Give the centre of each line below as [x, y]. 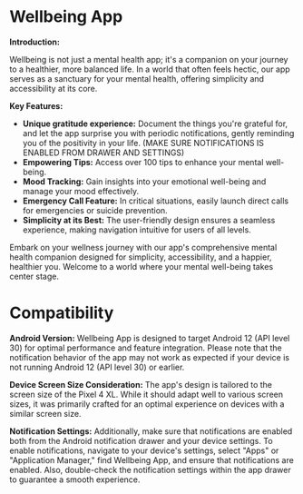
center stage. [34, 276]
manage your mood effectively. [80, 191]
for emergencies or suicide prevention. [95, 210]
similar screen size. [45, 413]
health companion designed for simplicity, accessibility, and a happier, [141, 257]
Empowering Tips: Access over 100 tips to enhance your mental [143, 162]
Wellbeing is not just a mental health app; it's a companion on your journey [149, 59]
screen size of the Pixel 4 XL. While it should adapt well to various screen [147, 394]
